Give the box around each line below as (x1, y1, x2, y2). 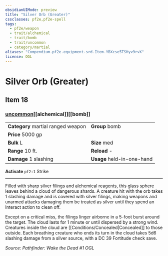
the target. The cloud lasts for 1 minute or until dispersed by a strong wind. (5, 219, 158, 225)
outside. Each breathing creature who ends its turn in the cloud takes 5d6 (5, 230, 156, 236)
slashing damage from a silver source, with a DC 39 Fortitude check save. (5, 235, 157, 241)
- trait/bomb (9, 36, 37, 41)
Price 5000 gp (7, 131, 42, 138)
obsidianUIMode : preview (5, 7, 57, 13)
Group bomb (90, 123, 121, 130)
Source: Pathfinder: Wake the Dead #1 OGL (5, 245, 94, 251)
